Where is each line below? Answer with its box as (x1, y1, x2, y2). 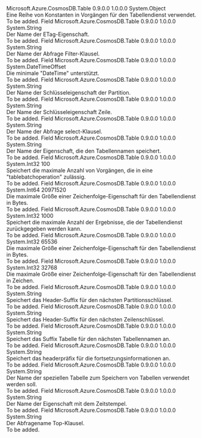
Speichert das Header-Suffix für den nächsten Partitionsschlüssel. (6, 296, 173, 303)
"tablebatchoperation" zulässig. (6, 173, 86, 181)
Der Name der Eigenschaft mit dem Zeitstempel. (6, 400, 128, 407)
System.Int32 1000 (6, 212, 54, 219)
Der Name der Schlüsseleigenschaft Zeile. (6, 109, 112, 115)
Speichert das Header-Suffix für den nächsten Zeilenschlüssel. (6, 316, 165, 323)
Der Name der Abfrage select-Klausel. (6, 128, 103, 135)
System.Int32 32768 (6, 264, 58, 271)
